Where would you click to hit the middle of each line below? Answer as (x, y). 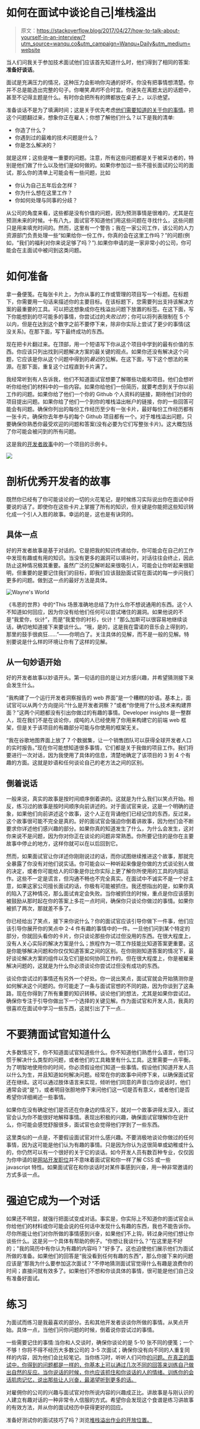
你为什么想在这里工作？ (43, 193)
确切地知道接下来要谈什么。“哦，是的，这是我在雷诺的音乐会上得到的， (104, 626)
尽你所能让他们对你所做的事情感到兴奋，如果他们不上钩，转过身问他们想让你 (100, 1234)
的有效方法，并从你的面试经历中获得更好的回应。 (66, 1408)
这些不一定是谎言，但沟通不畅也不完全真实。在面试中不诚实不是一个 (100, 879)
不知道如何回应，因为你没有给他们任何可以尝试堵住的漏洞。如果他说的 (92, 612)
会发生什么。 (22, 685)
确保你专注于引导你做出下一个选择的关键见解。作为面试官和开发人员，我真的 (100, 1001)
